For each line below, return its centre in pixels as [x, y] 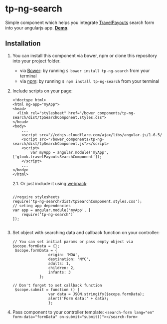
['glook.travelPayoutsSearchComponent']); [57, 157]
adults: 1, [59, 263]
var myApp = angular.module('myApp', [70, 152]
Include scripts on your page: [43, 91]
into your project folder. [36, 61]
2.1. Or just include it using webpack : [50, 183]
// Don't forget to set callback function [57, 285]
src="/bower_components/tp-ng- [72, 139]
